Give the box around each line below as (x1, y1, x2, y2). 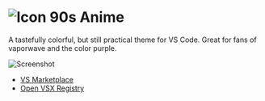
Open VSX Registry (19, 83, 85, 93)
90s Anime (49, 8, 125, 27)
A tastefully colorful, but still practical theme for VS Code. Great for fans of (8, 35, 257, 44)
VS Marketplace (19, 74, 74, 84)
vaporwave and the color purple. (8, 43, 117, 53)
